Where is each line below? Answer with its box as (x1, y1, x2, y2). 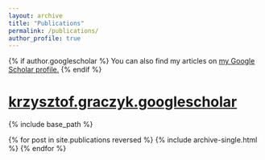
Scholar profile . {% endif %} (8, 65, 102, 75)
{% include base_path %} (8, 120, 93, 129)
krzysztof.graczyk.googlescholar (8, 93, 238, 111)
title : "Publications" (8, 19, 85, 27)
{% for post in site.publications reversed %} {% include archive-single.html (8, 135, 258, 145)
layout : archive (8, 11, 63, 20)
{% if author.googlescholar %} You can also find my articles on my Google (8, 56, 255, 66)
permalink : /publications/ (8, 27, 99, 35)
